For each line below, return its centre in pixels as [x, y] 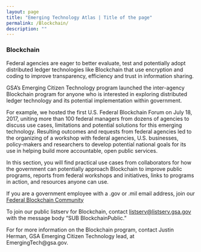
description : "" [27, 29]
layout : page [23, 12]
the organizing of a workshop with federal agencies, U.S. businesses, [92, 138]
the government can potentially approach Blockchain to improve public [94, 169]
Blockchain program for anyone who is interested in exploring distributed [97, 94]
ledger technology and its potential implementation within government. [94, 100]
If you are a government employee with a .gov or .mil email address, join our [101, 193]
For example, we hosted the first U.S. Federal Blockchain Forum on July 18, [99, 112]
